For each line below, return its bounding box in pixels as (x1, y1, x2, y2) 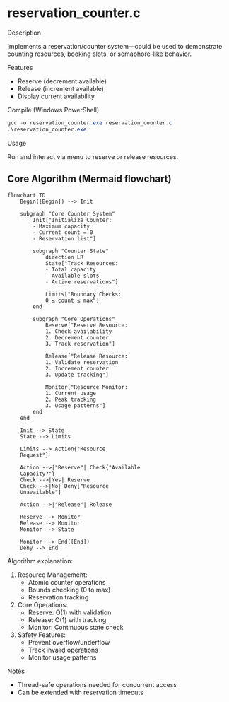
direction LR (45, 253, 83, 261)
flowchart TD (7, 192, 46, 199)
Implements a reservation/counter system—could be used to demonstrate (7, 42, 223, 50)
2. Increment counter (45, 365, 110, 372)
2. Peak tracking (45, 396, 97, 403)
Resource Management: (17, 571, 88, 579)
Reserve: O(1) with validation (28, 608, 112, 616)
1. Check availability (45, 327, 112, 335)
